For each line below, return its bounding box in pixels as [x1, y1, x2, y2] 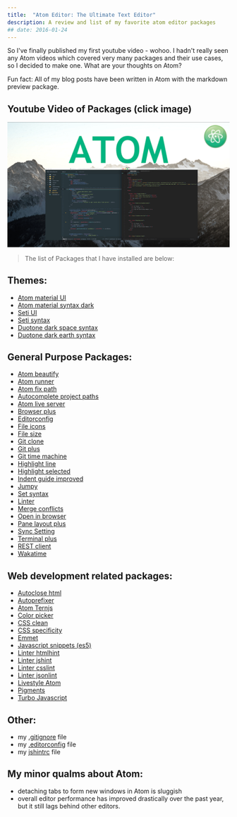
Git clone [17, 437, 44, 446]
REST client [17, 542, 51, 551]
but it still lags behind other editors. [17, 801, 121, 810]
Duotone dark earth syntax [17, 331, 96, 339]
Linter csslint [17, 663, 55, 672]
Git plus [17, 445, 40, 453]
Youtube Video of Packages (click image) [7, 103, 192, 115]
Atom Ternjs [17, 603, 53, 613]
